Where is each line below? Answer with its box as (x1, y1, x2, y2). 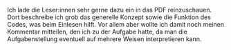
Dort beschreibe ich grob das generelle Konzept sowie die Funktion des (7, 13, 211, 21)
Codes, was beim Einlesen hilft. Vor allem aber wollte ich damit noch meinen (7, 21, 225, 28)
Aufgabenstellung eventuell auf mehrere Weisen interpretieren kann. (7, 35, 202, 43)
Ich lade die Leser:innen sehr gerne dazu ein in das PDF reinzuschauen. (7, 6, 212, 14)
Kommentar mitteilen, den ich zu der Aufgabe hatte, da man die (7, 27, 188, 36)
